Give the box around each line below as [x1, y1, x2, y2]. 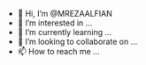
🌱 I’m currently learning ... [17, 27, 112, 37]
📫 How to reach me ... [17, 47, 100, 56]
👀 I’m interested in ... [17, 18, 93, 28]
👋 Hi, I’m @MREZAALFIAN [17, 9, 113, 18]
